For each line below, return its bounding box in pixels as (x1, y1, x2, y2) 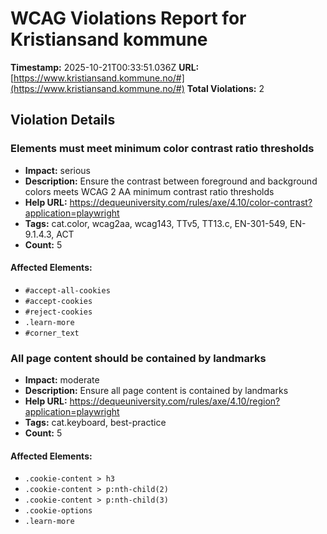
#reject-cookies (24, 307, 93, 317)
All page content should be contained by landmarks (10, 351, 267, 365)
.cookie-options (24, 506, 93, 516)
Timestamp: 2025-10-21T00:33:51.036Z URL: (10, 61, 200, 73)
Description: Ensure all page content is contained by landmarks (24, 385, 289, 397)
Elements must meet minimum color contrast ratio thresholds (10, 142, 315, 156)
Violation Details (10, 112, 116, 129)
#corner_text (24, 328, 80, 338)
